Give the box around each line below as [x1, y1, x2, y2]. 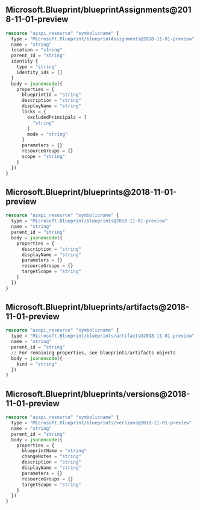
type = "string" [16, 64, 58, 70]
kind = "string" [16, 361, 58, 367]
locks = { [21, 109, 46, 115]
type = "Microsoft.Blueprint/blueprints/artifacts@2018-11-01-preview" [11, 333, 195, 339]
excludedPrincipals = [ [27, 114, 87, 120]
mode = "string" [27, 131, 68, 137]
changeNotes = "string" [21, 453, 82, 460]
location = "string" [11, 47, 63, 53]
